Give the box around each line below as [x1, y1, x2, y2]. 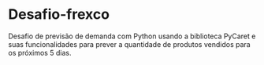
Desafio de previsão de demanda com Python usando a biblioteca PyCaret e [8, 31, 256, 41]
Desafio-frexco [8, 5, 110, 23]
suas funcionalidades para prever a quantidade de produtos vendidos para [8, 39, 251, 49]
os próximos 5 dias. [8, 48, 72, 57]
